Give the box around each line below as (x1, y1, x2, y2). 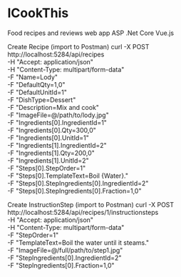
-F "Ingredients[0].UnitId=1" (7, 134, 89, 142)
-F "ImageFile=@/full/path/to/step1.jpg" (7, 246, 123, 254)
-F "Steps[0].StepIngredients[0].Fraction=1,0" (7, 186, 142, 195)
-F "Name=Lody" (7, 73, 58, 81)
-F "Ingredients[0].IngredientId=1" (7, 118, 107, 126)
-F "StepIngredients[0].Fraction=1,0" (7, 261, 115, 269)
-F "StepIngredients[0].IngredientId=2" (7, 253, 122, 262)
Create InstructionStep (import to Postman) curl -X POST (7, 200, 175, 208)
